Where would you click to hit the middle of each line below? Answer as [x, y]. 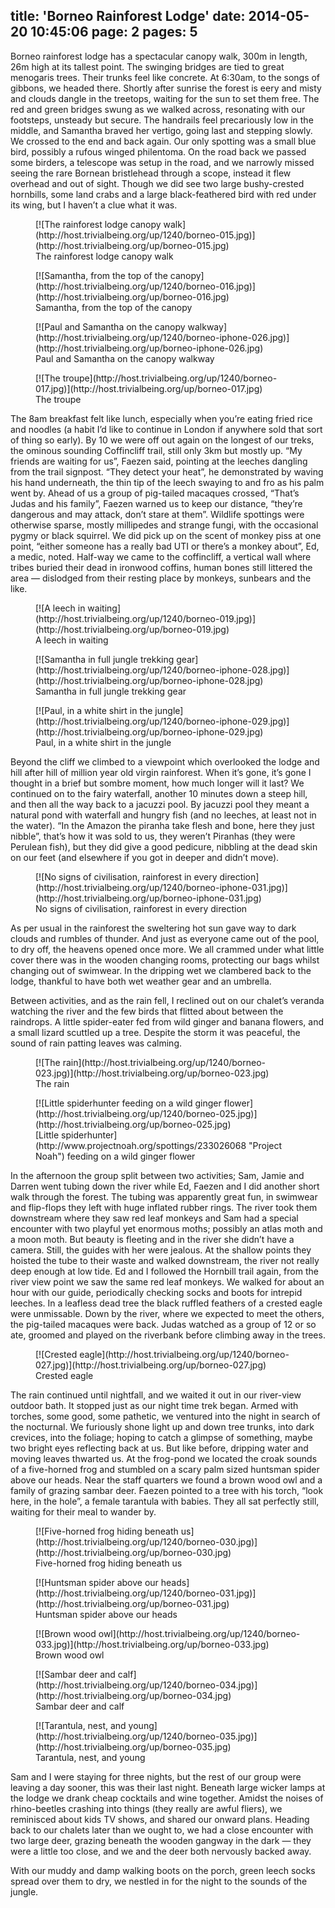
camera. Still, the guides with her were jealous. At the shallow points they [161, 1250]
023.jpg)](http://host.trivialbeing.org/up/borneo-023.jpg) [152, 1073]
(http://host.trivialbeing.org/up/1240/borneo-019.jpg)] [146, 618]
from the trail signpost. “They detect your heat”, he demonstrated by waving [167, 471]
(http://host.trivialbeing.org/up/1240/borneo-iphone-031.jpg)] [161, 887]
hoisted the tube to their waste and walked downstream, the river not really [165, 1260]
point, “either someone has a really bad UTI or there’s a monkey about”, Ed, [165, 546]
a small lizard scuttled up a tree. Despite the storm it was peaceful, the [155, 1032]
